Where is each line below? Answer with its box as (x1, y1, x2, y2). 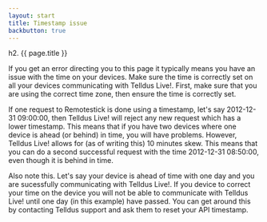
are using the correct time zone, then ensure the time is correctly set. (8, 89, 237, 99)
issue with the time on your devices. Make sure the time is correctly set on (8, 73, 253, 82)
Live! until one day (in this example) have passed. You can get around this (8, 196, 251, 206)
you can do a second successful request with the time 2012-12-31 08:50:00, (8, 147, 260, 157)
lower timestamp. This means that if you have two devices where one (8, 121, 237, 132)
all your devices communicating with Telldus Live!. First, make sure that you (8, 81, 257, 90)
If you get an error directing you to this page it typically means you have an (8, 64, 256, 73)
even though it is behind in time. (8, 156, 114, 165)
